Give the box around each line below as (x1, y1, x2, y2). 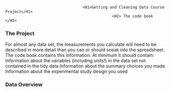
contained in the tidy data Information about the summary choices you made (5, 63, 165, 69)
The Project (5, 29, 35, 37)
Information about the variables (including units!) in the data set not (5, 57, 146, 64)
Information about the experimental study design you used (5, 69, 128, 75)
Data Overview (5, 81, 43, 88)
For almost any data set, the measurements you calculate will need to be (5, 41, 157, 48)
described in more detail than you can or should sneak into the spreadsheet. (5, 47, 165, 53)
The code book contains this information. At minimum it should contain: (5, 52, 155, 58)
